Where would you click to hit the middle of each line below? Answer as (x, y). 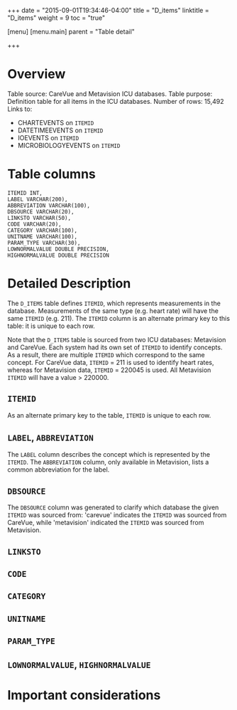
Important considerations (84, 695)
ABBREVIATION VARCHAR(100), (49, 206)
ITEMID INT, (25, 193)
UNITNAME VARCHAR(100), (43, 237)
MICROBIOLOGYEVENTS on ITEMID (69, 145)
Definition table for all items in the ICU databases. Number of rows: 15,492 (116, 101)
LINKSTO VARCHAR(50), (39, 218)
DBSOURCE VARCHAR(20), (41, 212)
